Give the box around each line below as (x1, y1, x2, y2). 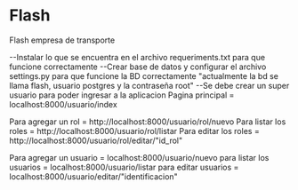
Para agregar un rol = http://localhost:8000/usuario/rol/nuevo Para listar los (9, 116, 286, 127)
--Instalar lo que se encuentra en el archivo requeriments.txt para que (9, 51, 265, 62)
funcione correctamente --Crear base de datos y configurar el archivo (9, 61, 267, 72)
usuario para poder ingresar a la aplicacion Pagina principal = (9, 90, 235, 100)
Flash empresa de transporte (9, 35, 116, 45)
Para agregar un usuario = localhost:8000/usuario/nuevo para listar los (9, 152, 270, 162)
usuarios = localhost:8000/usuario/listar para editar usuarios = (9, 162, 239, 172)
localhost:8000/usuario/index (9, 99, 117, 109)
